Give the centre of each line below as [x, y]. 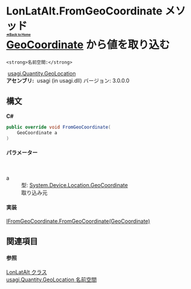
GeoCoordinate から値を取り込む [88, 45]
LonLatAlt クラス [27, 272]
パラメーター [22, 152]
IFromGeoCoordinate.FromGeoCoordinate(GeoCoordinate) [78, 221]
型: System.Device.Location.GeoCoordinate [75, 185]
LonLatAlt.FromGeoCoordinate [84, 11]
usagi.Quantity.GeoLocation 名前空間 [51, 280]
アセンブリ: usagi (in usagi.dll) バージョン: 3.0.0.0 [68, 80]
